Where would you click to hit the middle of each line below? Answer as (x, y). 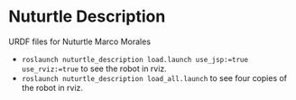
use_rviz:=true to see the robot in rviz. (94, 68)
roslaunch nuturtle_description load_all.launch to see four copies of (154, 77)
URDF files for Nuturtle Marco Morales (79, 41)
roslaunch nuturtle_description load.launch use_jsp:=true (135, 59)
